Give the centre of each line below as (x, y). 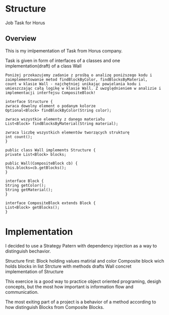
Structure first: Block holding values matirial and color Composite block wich (85, 261)
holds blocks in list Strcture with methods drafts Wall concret (68, 266)
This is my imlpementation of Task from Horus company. (64, 50)
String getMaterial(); (29, 190)
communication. (22, 292)
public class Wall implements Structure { (50, 150)
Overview (21, 39)
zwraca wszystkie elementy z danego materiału (55, 119)
